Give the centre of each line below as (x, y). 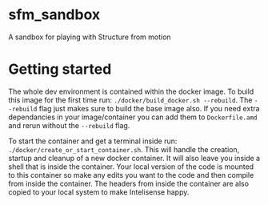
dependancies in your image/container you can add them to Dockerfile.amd (133, 117)
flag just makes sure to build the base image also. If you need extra (149, 108)
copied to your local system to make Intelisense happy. (99, 192)
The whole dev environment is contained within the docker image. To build (131, 91)
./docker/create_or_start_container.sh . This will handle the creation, (124, 149)
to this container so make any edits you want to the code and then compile (131, 175)
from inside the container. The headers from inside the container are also (129, 183)
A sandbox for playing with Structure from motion (90, 37)
